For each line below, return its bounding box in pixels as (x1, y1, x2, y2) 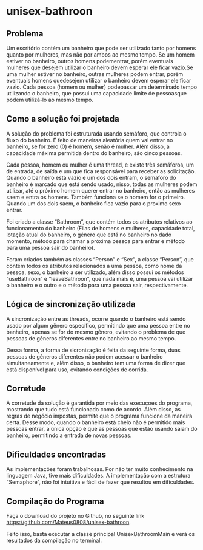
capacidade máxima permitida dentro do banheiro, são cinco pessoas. (6, 149, 182, 156)
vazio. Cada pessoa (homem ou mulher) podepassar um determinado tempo (6, 83, 198, 91)
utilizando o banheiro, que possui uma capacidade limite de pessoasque (6, 90, 187, 97)
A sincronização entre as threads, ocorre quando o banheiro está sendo (6, 315, 186, 323)
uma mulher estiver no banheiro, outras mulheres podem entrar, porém (6, 70, 184, 77)
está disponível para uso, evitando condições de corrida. (6, 366, 148, 373)
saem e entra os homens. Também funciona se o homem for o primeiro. (6, 193, 185, 201)
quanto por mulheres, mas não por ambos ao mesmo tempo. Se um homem (6, 51, 195, 58)
